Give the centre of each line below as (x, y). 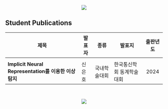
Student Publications (39, 23)
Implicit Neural (25, 64)
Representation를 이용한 (36, 71)
